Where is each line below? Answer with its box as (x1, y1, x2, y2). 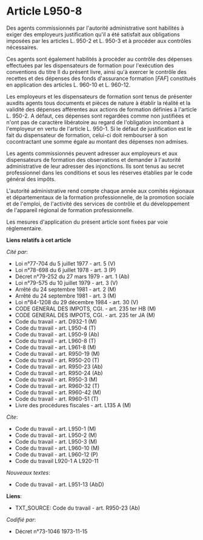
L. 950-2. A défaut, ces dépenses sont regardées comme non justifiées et (6, 112, 191, 119)
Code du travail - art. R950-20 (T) (15, 356, 100, 364)
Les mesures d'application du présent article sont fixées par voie (6, 218, 168, 225)
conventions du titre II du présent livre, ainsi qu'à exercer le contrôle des (6, 68, 187, 75)
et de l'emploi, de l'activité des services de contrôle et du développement (6, 200, 190, 207)
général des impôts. (6, 175, 56, 182)
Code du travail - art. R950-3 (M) (15, 376, 98, 383)
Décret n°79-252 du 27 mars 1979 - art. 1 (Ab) (15, 273, 130, 280)
